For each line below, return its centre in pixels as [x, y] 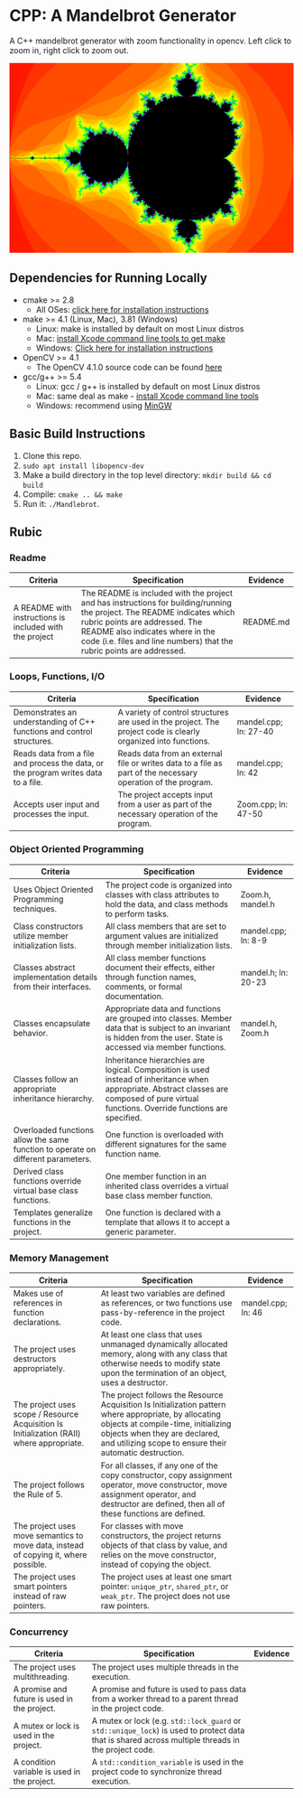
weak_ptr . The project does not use [165, 1597]
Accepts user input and [56, 804]
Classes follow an [46, 1079]
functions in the [42, 1222]
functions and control [53, 731]
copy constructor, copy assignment [166, 1475]
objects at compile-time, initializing [166, 1424]
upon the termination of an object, [164, 1373]
